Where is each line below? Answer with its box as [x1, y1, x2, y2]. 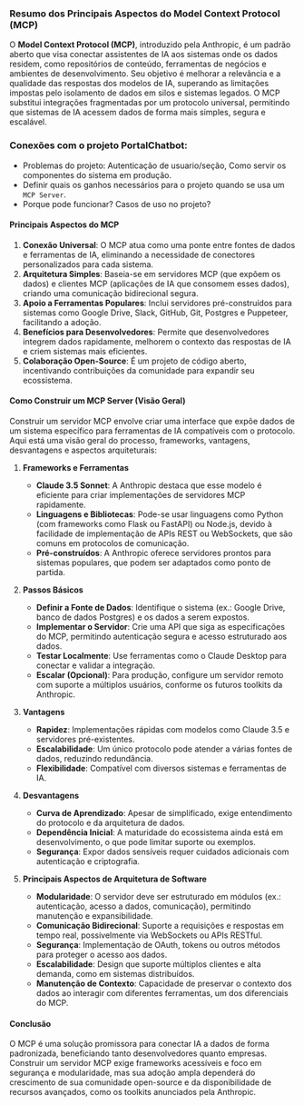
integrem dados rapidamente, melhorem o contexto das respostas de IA [22, 335, 292, 347]
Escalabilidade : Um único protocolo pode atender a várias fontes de [35, 743, 293, 754]
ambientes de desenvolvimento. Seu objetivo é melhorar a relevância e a [9, 68, 281, 79]
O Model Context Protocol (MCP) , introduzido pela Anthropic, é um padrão [9, 39, 291, 50]
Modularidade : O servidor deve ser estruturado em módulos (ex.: [35, 892, 281, 902]
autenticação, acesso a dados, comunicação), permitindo [35, 901, 251, 912]
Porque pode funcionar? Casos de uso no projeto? [22, 198, 211, 209]
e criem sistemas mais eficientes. [22, 345, 148, 356]
